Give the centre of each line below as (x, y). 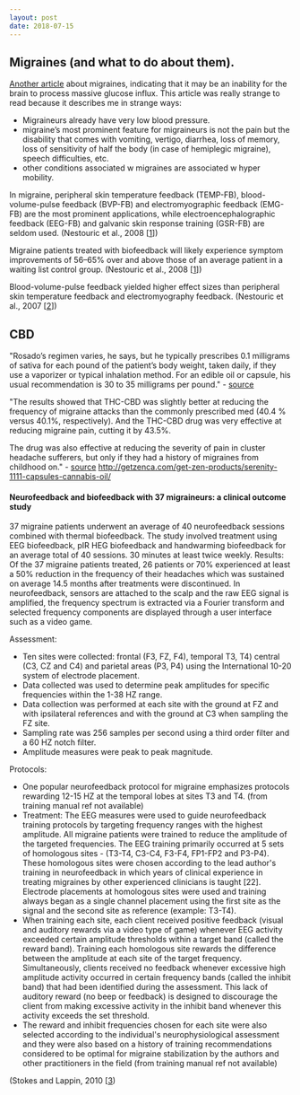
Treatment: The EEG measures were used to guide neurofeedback (144, 815)
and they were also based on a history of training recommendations (147, 1044)
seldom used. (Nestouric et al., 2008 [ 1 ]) (84, 233)
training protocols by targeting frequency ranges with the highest (142, 825)
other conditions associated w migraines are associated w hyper (141, 168)
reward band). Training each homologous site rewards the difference (149, 949)
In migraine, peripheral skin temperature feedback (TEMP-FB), (124, 195)
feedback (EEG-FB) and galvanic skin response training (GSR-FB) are (137, 223)
